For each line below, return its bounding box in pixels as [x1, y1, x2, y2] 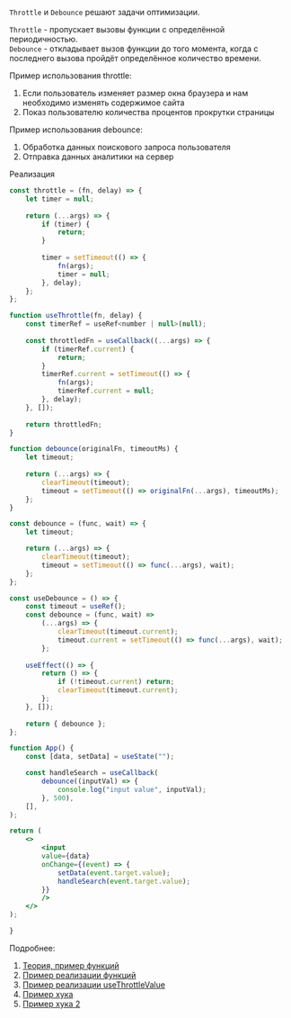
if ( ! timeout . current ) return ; [57, 678, 175, 687]
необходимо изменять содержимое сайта [22, 97, 185, 108]
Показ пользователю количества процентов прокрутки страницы [22, 107, 275, 117]
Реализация [9, 169, 56, 179]
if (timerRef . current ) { [41, 345, 135, 354]
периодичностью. [9, 34, 78, 44]
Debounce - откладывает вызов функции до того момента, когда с [9, 43, 259, 54]
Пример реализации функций [22, 969, 137, 980]
